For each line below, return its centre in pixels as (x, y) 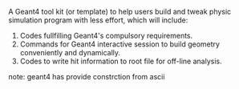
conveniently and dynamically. (70, 53)
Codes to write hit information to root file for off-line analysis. (121, 61)
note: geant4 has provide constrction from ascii (87, 77)
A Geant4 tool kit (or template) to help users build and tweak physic (120, 12)
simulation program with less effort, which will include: (98, 20)
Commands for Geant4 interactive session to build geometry (120, 44)
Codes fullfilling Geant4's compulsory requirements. (106, 36)
